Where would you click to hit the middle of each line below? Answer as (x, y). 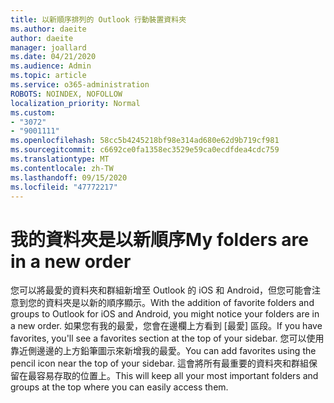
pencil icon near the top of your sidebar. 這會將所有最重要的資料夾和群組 (160, 363)
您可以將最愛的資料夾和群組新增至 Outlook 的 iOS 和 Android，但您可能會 (161, 290)
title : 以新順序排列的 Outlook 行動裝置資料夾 (98, 19)
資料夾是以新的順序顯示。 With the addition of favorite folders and (179, 303)
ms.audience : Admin (51, 66)
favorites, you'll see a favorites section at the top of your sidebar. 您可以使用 (167, 338)
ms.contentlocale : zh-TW (62, 168)
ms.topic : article (48, 76)
